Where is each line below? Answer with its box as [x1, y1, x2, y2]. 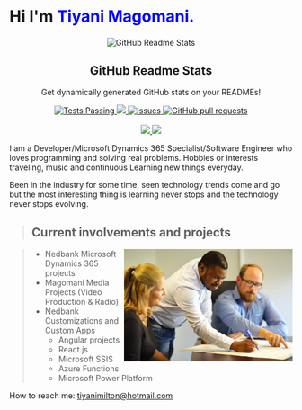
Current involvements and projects [31, 225, 232, 240]
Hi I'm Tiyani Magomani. [9, 6, 195, 27]
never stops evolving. [9, 199, 89, 209]
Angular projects [58, 334, 120, 345]
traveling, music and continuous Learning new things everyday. [9, 162, 244, 173]
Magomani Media [44, 277, 110, 289]
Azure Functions [58, 363, 120, 374]
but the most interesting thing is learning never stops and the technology [9, 189, 279, 200]
